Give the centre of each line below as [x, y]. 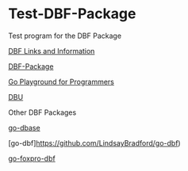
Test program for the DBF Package [65, 36]
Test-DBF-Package [72, 14]
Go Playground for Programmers [61, 82]
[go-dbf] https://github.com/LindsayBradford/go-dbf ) [94, 142]
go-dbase [25, 127]
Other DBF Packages [42, 112]
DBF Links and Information [52, 51]
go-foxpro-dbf [32, 158]
